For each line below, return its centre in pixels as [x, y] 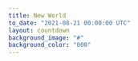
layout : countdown [39, 30]
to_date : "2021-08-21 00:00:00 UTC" [69, 23]
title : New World [37, 15]
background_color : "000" [50, 45]
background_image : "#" [46, 38]
